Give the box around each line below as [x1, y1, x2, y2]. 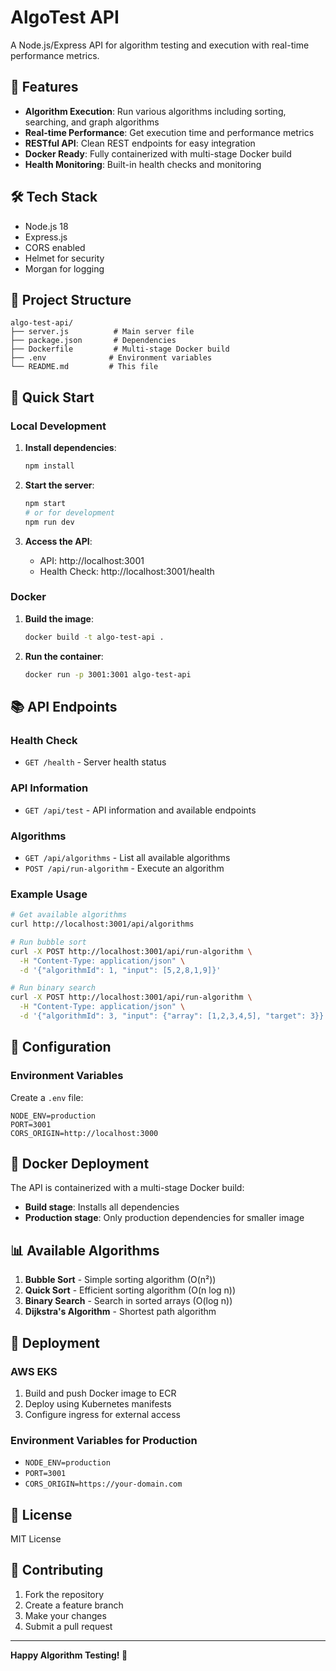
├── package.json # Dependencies [10, 336, 177, 346]
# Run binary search [10, 983, 97, 993]
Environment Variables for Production [10, 1433, 198, 1447]
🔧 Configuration [10, 1039, 112, 1056]
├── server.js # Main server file [10, 327, 195, 337]
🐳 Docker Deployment [10, 1156, 150, 1173]
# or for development [24, 507, 115, 518]
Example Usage [10, 887, 88, 901]
